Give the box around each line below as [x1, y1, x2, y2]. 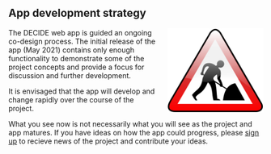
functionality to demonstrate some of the [8, 53, 145, 63]
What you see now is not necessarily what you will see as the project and [8, 119, 252, 128]
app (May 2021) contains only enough [8, 44, 135, 55]
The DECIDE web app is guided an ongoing [8, 27, 152, 37]
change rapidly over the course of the [8, 94, 135, 104]
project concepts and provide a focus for [8, 62, 145, 72]
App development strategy [8, 6, 147, 20]
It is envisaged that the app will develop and [8, 86, 155, 96]
